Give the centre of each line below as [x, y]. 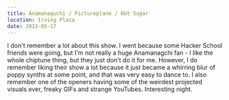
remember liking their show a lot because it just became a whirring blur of [111, 67]
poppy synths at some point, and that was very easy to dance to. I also [107, 75]
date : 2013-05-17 [32, 26]
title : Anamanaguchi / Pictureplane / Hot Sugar [78, 13]
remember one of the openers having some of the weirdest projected [105, 82]
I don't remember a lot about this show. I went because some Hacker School [115, 46]
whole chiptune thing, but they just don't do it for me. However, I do [102, 60]
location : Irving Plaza [41, 20]
